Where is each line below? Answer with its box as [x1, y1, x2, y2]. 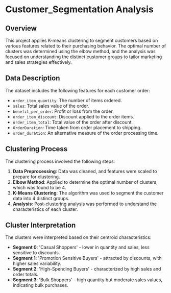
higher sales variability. [12, 260, 62, 266]
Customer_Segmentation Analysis [5, 4, 154, 15]
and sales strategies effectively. [5, 59, 72, 65]
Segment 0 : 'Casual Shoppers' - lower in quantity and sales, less [12, 244, 150, 251]
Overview [5, 24, 37, 33]
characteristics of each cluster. [12, 206, 78, 212]
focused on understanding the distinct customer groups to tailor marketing [5, 54, 162, 60]
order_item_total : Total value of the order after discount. [12, 119, 133, 125]
